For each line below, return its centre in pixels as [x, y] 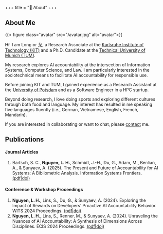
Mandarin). [16, 115]
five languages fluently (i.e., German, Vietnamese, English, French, [72, 109]
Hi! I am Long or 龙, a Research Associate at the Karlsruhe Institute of [74, 44]
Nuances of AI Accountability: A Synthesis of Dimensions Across [77, 221]
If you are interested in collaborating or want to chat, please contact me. [77, 124]
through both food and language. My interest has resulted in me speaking [79, 104]
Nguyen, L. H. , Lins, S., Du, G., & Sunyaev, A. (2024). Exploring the [79, 200]
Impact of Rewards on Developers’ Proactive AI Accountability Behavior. [84, 205]
